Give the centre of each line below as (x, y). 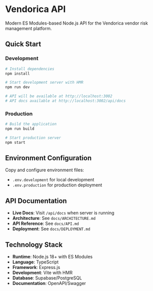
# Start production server (33, 138)
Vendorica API (35, 9)
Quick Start (23, 44)
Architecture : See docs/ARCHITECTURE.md (54, 218)
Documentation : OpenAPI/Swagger (49, 283)
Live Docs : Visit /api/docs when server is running (63, 213)
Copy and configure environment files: (45, 170)
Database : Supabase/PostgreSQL (47, 278)
